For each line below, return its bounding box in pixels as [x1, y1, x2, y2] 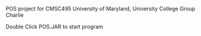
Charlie [5, 11, 24, 19]
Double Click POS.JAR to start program [5, 23, 104, 30]
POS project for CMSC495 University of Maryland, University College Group [5, 5, 196, 12]
